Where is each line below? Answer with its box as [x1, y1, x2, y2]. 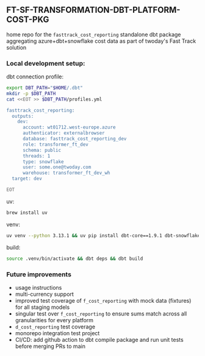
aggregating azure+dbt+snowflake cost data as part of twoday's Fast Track [6, 37, 196, 45]
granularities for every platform [15, 316, 93, 324]
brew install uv [6, 210, 48, 216]
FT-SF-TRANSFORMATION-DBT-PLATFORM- [6, 5, 181, 15]
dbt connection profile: [6, 73, 64, 80]
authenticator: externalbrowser [22, 130, 105, 137]
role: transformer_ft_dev [22, 141, 88, 148]
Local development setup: [6, 59, 85, 67]
